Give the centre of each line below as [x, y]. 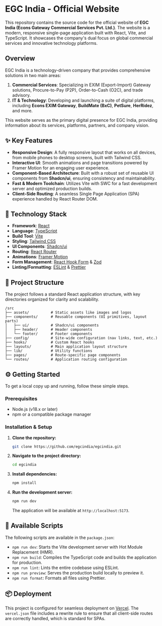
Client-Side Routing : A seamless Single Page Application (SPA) [76, 194]
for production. [27, 562]
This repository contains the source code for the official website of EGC [77, 22]
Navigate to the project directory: [46, 456]
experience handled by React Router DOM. [55, 199]
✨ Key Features [29, 140]
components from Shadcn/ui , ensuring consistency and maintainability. [84, 178]
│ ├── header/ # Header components [49, 330]
